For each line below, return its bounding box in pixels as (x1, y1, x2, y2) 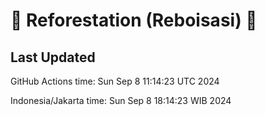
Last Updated (10, 49, 96, 66)
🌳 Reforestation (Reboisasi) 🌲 (10, 9, 258, 32)
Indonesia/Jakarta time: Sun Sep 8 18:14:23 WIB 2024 (10, 95, 232, 106)
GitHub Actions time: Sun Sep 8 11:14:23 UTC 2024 (10, 75, 220, 87)
